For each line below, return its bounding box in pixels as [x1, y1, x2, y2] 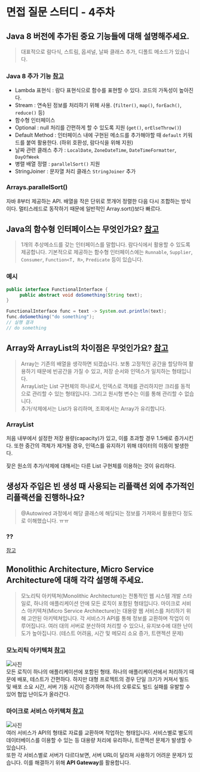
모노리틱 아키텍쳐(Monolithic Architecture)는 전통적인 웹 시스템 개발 [20, 592, 181, 599]
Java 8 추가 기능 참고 [6, 72, 64, 80]
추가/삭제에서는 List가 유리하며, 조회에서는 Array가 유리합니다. [20, 405, 167, 412]
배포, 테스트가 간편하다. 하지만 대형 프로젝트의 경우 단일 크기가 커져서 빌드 [17, 676, 189, 683]
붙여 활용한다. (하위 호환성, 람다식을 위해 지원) [26, 139, 134, 147]
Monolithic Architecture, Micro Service [6, 564, 154, 575]
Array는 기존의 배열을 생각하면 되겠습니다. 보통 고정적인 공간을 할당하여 [20, 360, 187, 367]
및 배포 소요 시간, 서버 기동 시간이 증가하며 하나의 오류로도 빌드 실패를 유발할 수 [6, 683, 191, 691]
